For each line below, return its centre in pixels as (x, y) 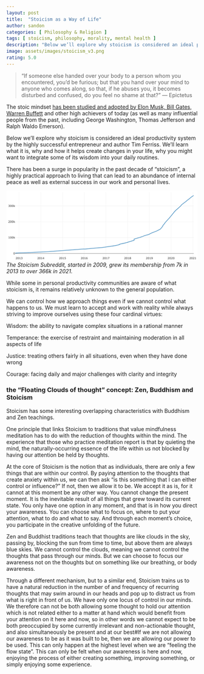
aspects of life (24, 344)
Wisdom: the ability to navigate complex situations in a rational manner (95, 326)
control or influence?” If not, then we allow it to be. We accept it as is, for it (100, 486)
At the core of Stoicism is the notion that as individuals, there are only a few (101, 466)
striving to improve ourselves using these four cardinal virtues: (84, 314)
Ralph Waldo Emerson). (36, 126)
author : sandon (25, 26)
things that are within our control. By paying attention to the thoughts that (98, 473)
